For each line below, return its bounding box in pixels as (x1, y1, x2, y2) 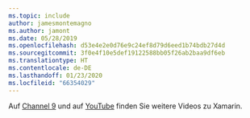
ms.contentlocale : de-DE (8, 64, 92, 72)
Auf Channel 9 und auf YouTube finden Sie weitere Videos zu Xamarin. (8, 101, 243, 111)
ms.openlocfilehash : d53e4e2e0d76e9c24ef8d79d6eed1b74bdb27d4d (8, 42, 226, 50)
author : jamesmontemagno (8, 19, 92, 27)
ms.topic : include (8, 11, 70, 20)
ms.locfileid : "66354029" (8, 79, 95, 87)
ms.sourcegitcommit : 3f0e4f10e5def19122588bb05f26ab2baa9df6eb (8, 49, 226, 57)
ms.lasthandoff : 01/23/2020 (8, 71, 103, 79)
